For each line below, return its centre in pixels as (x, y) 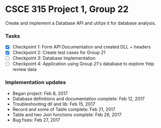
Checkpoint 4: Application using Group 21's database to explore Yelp (83, 64)
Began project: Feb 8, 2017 (40, 93)
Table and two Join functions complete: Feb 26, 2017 (67, 114)
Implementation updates (36, 82)
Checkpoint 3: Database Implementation (54, 58)
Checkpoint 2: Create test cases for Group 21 (59, 52)
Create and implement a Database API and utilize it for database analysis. (81, 23)
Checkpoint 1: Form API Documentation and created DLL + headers (81, 47)
